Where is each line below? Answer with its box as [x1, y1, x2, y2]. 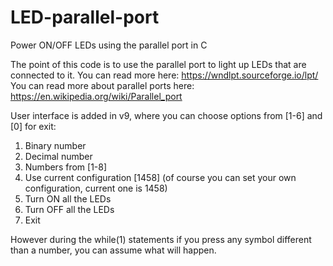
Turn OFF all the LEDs [24, 203, 115, 215]
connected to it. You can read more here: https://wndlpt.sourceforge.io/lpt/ [10, 69, 319, 81]
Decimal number [24, 150, 93, 162]
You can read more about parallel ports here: [10, 79, 195, 91]
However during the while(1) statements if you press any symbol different [10, 233, 312, 245]
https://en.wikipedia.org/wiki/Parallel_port [10, 90, 183, 102]
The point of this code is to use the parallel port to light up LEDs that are [10, 58, 307, 70]
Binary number [24, 139, 87, 151]
